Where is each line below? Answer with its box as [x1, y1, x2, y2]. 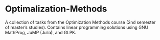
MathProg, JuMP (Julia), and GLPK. [5, 29, 77, 35]
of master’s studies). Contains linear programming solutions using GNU [5, 24, 148, 30]
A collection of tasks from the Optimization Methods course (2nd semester [5, 19, 156, 25]
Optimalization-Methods [5, 3, 107, 14]
